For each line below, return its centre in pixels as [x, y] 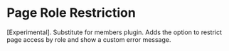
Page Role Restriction [71, 13]
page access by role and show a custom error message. [89, 39]
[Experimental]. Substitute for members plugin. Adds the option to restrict [114, 32]
